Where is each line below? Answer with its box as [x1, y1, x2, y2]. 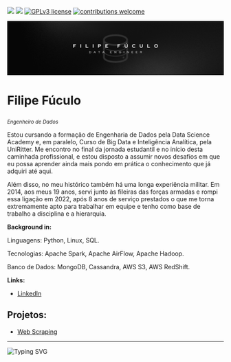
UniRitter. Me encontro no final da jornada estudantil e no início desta [7, 145, 203, 153]
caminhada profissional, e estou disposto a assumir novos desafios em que [7, 152, 221, 161]
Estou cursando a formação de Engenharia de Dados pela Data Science [7, 131, 210, 139]
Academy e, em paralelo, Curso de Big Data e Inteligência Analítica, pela [7, 137, 212, 146]
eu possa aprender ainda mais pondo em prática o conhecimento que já [7, 159, 211, 168]
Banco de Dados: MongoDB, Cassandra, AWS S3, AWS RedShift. [7, 262, 190, 271]
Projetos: [7, 309, 47, 321]
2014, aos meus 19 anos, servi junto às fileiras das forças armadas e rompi [7, 188, 218, 196]
